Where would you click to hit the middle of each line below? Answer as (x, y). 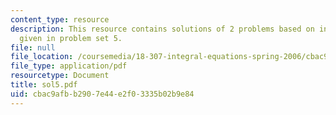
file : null (33, 47)
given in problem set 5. (71, 38)
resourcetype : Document (60, 76)
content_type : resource (60, 19)
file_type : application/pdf (69, 66)
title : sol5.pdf (44, 85)
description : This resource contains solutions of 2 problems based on (162, 29)
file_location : (42, 57)
